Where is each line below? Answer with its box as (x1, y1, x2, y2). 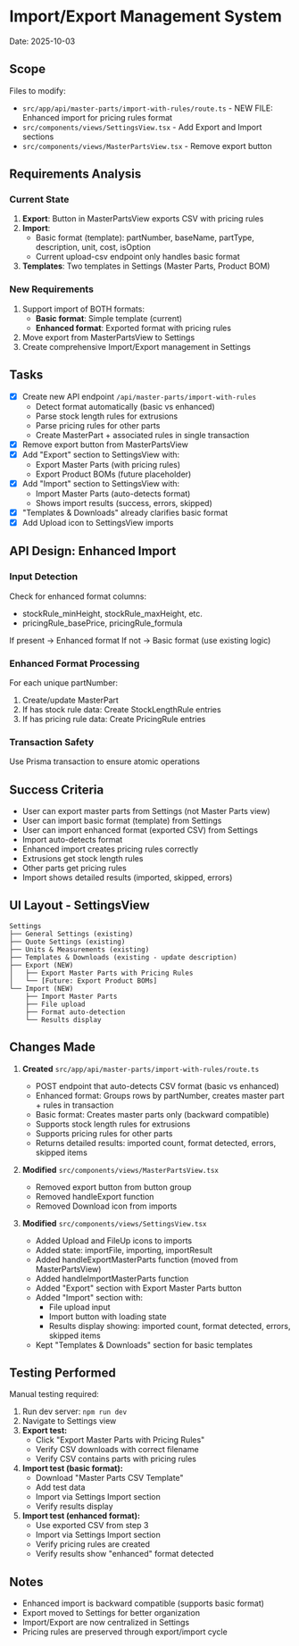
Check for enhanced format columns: (9, 591, 147, 602)
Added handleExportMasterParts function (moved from (35, 1254, 238, 1265)
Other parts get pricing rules (21, 863, 127, 874)
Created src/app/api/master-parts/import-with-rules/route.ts (21, 1063, 260, 1074)
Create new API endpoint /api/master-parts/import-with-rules (21, 391, 257, 402)
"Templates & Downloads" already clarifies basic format (21, 507, 228, 518)
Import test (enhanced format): (21, 1510, 141, 1521)
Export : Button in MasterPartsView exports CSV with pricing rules (21, 213, 264, 224)
